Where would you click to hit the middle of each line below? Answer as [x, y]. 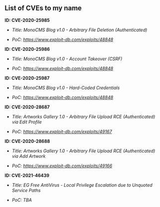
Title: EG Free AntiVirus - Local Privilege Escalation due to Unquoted [82, 185]
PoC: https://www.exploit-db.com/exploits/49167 [62, 131]
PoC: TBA [22, 200]
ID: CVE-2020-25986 [27, 49]
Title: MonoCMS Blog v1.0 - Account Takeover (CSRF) [67, 59]
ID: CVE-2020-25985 [27, 20]
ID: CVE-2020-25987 [27, 78]
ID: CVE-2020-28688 [27, 141]
